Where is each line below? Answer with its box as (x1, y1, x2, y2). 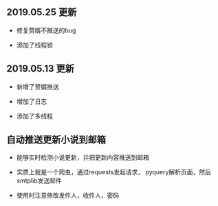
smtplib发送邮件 (16, 176, 62, 185)
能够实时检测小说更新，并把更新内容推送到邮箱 (16, 154, 149, 162)
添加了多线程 (16, 112, 53, 120)
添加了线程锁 (16, 41, 53, 49)
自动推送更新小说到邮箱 (6, 134, 106, 146)
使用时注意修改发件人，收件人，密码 (16, 192, 120, 200)
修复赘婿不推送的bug (16, 26, 76, 34)
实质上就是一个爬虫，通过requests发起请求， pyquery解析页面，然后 (16, 168, 211, 176)
